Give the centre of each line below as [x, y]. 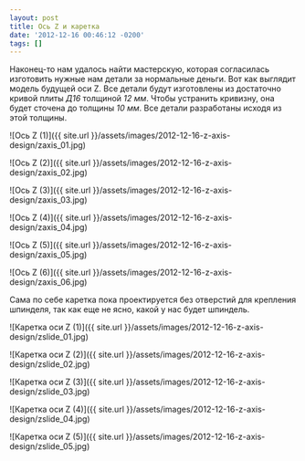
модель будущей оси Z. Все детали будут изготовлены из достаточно [145, 89]
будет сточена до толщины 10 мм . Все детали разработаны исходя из [146, 108]
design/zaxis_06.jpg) [48, 282]
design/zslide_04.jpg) [50, 419]
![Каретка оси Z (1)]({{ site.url [66, 327]
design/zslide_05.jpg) [50, 446]
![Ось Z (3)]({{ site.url [50, 190]
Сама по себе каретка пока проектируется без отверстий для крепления [153, 300]
